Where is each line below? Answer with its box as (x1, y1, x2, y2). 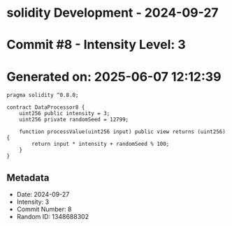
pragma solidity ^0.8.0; (6, 92, 79, 99)
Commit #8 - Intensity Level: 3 (6, 37, 186, 53)
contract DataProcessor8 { (6, 104, 85, 111)
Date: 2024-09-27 (16, 190, 70, 199)
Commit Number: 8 (16, 205, 72, 213)
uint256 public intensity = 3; (19, 110, 110, 117)
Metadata (6, 172, 50, 183)
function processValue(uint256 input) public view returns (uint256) (19, 128, 226, 135)
